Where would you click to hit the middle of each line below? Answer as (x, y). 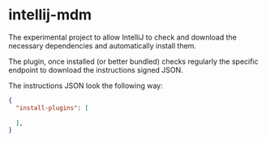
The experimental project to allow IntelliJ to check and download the (122, 37)
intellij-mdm (50, 15)
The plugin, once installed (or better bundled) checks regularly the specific (133, 61)
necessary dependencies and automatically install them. (103, 45)
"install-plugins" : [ (52, 108)
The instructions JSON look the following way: (86, 86)
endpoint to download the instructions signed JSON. (96, 69)
